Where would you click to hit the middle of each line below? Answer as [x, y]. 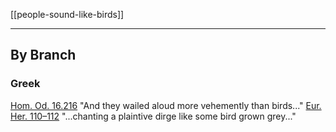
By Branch [43, 55]
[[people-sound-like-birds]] [67, 14]
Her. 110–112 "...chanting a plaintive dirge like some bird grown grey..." [153, 116]
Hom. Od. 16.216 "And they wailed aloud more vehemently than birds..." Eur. [166, 105]
